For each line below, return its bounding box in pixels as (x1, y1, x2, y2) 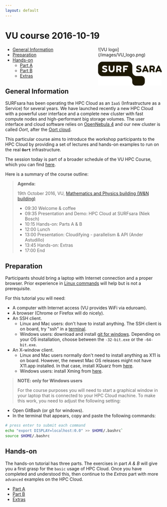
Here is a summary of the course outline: (5, 171, 88, 177)
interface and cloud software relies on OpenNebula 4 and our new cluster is (5, 122, 161, 127)
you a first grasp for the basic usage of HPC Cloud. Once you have (5, 465, 142, 471)
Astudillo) (24, 237, 45, 243)
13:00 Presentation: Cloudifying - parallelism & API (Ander (24, 232, 143, 238)
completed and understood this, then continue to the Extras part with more (5, 471, 159, 477)
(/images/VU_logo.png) (98, 52, 146, 58)
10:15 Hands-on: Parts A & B (24, 221, 83, 227)
